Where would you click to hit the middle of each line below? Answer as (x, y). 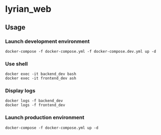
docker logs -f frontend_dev (35, 105)
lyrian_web (28, 9)
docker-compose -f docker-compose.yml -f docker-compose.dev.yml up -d (80, 51)
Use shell (17, 64)
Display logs (20, 91)
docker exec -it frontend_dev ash (41, 78)
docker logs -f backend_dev (34, 101)
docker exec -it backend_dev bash (41, 74)
